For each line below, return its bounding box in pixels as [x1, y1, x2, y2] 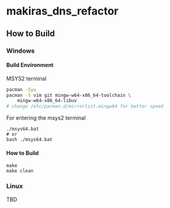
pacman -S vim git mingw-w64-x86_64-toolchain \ [6, 92, 131, 98]
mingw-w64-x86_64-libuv [17, 98, 77, 104]
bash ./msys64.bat [6, 137, 53, 143]
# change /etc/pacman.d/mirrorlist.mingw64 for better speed [6, 103, 164, 109]
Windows [6, 47, 35, 55]
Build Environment [6, 62, 54, 69]
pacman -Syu [6, 86, 36, 93]
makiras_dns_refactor [6, 4, 119, 18]
